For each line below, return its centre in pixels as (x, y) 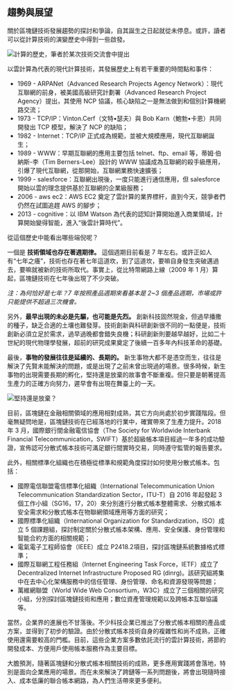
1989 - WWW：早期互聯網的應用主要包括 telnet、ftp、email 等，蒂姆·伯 (119, 153)
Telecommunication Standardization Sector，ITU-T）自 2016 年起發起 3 (120, 494)
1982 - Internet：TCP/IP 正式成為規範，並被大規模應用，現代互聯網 (113, 136)
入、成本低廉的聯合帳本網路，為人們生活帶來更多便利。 (86, 681)
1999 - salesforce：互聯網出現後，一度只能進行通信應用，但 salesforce (119, 179)
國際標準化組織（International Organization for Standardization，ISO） (118, 521)
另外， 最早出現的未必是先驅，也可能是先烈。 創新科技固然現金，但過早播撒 (114, 316)
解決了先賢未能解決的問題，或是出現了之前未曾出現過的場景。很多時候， (110, 366)
